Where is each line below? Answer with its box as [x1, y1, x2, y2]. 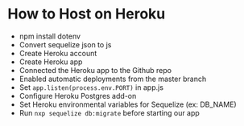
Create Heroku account [19, 48, 97, 58]
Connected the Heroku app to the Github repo [19, 65, 172, 75]
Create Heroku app [19, 57, 83, 67]
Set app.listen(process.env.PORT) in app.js [19, 82, 164, 92]
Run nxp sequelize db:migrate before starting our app [19, 108, 201, 117]
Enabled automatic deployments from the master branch [19, 74, 207, 83]
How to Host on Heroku [7, 5, 166, 23]
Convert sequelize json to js [19, 39, 112, 49]
